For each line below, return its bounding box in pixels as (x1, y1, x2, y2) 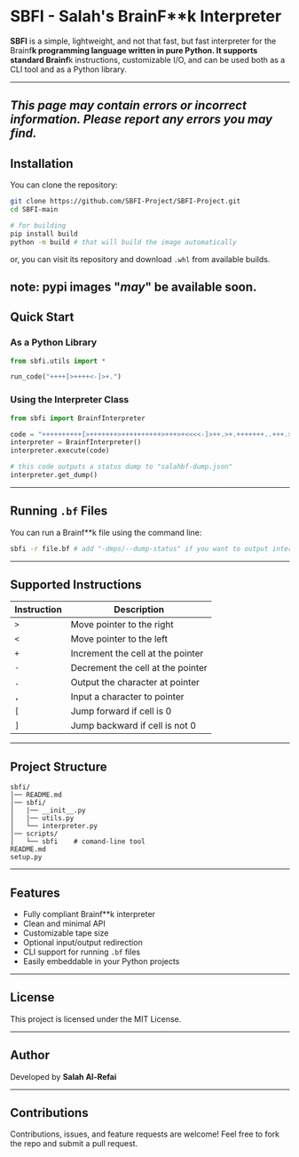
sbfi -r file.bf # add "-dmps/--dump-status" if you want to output (10, 544, 269, 553)
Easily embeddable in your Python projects (22, 956, 180, 967)
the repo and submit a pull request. (10, 1138, 138, 1149)
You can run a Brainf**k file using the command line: (10, 527, 202, 538)
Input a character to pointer (70, 690, 185, 703)
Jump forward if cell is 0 (70, 705, 172, 717)
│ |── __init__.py (10, 806, 87, 815)
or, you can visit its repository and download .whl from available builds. (10, 253, 271, 264)
